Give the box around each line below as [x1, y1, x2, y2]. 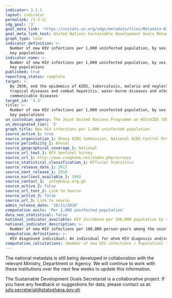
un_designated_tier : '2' [5, 121, 58, 127]
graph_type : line [5, 36, 42, 41]
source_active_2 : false [5, 184, 56, 189]
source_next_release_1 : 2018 [5, 169, 68, 175]
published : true [5, 70, 40, 75]
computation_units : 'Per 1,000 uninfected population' [5, 207, 125, 212]
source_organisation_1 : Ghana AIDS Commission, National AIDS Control [5, 136, 159, 141]
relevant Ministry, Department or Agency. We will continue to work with [5, 260, 155, 266]
